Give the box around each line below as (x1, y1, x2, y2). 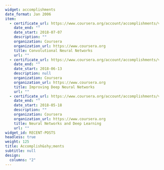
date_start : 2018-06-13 (14, 67, 62, 72)
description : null (14, 71, 51, 76)
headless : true (5, 135, 36, 140)
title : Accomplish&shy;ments (5, 144, 64, 149)
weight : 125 (5, 139, 29, 145)
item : (5, 16, 16, 21)
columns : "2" (9, 157, 36, 162)
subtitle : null (5, 148, 36, 153)
